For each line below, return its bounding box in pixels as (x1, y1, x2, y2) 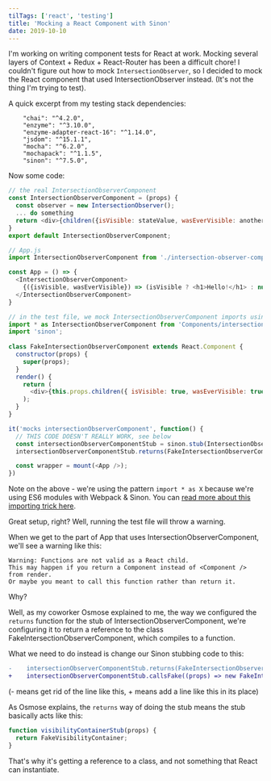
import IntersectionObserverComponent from (8, 253, 157, 262)
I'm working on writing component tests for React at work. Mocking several (8, 49, 258, 59)
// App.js (8, 246, 42, 254)
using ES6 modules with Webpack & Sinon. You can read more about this (8, 493, 252, 503)
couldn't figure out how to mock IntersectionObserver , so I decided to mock (8, 66, 263, 76)
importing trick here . (8, 501, 77, 511)
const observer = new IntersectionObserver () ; (15, 202, 175, 210)
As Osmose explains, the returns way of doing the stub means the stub (8, 702, 246, 712)
